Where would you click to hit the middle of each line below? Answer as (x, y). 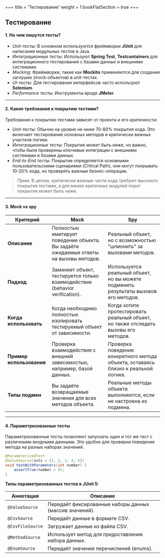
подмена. (119, 407)
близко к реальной (130, 369)
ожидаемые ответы (75, 252)
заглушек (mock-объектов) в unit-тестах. (55, 77)
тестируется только (75, 276)
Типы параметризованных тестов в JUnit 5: (52, 484)
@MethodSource (24, 537)
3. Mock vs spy (21, 207)
